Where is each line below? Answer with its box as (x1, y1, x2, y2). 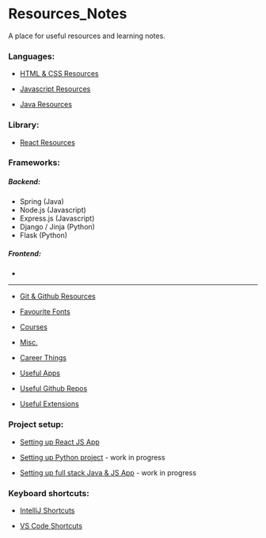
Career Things (19, 353, 67, 363)
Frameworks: (8, 157, 61, 168)
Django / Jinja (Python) (19, 222, 95, 232)
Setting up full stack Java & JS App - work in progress (19, 467, 196, 477)
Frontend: (8, 249, 42, 259)
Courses (19, 322, 47, 332)
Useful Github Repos (19, 384, 88, 394)
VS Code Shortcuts (19, 521, 83, 530)
